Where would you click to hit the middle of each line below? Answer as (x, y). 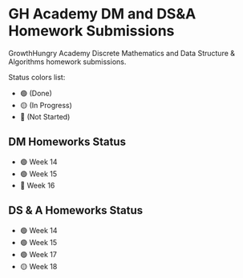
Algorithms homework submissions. (67, 62)
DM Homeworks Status (67, 142)
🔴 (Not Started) (45, 116)
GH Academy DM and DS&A (102, 14)
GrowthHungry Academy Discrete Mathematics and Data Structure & (121, 53)
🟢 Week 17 (38, 254)
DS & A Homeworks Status (76, 210)
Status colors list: (37, 77)
